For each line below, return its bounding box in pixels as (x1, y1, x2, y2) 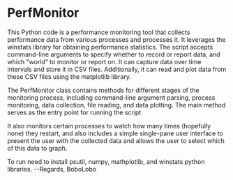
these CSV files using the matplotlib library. (7, 72, 131, 81)
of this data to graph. (7, 144, 68, 152)
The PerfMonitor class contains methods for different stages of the (7, 86, 200, 94)
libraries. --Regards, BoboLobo (7, 165, 96, 173)
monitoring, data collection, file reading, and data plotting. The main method (7, 100, 226, 109)
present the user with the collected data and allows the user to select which (7, 136, 225, 144)
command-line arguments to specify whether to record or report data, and (7, 50, 221, 59)
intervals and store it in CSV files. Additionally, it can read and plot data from (7, 65, 227, 73)
